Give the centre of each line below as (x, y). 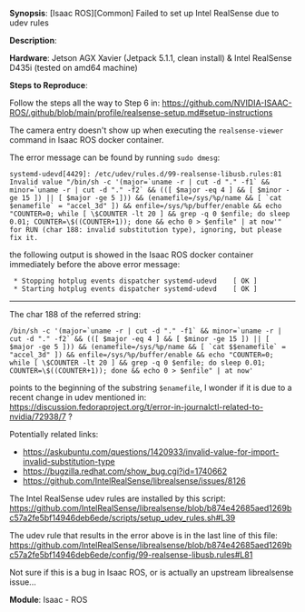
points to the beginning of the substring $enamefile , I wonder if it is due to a (151, 387)
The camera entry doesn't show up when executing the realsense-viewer (147, 130)
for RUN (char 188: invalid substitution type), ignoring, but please (146, 230)
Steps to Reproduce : (49, 85)
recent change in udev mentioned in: (78, 397)
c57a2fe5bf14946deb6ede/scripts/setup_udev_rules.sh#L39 (123, 518)
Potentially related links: (54, 434)
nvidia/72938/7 (38, 416)
